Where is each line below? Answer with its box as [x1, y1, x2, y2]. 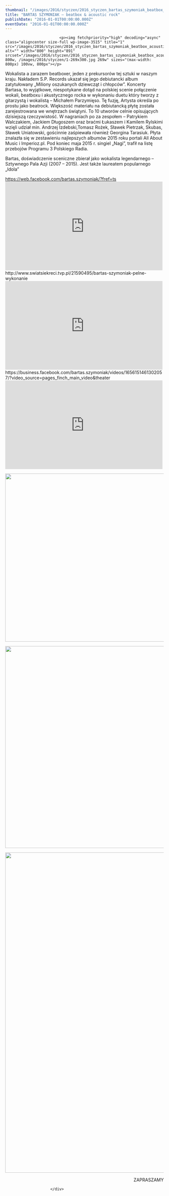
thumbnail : [5, 7, 28, 13]
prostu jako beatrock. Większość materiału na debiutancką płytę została [5, 103, 154, 109]
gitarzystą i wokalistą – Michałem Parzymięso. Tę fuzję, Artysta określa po [5, 97, 159, 103]
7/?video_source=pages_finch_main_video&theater [5, 375, 111, 381]
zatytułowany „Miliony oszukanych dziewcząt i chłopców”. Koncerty [5, 81, 146, 87]
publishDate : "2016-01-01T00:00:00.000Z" [5, 17, 94, 22]
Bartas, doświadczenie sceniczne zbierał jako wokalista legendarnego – [5, 155, 154, 162]
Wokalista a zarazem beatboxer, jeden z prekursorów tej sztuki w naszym [5, 71, 157, 77]
